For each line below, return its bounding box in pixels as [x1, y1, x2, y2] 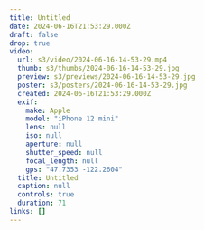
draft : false [9, 30, 59, 39]
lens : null [25, 123, 67, 132]
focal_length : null [25, 156, 99, 166]
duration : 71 [17, 198, 67, 208]
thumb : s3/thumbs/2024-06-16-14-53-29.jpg [17, 64, 180, 73]
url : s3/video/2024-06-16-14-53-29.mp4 [17, 55, 168, 64]
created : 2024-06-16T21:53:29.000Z [17, 89, 152, 98]
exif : [17, 97, 39, 107]
